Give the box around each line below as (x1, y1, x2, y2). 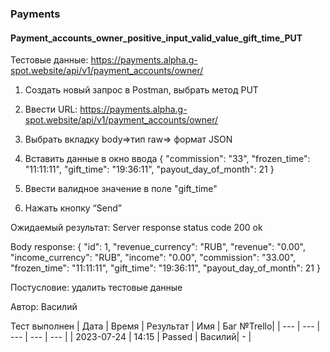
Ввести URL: (24, 103, 78, 116)
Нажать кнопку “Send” (24, 202, 122, 214)
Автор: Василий (10, 301, 78, 313)
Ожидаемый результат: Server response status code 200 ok (10, 222, 263, 234)
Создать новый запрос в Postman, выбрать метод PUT (24, 84, 259, 96)
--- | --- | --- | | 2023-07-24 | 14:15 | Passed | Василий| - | (10, 331, 252, 343)
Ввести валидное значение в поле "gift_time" (24, 183, 218, 195)
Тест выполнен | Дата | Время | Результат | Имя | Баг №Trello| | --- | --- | (10, 320, 321, 332)
